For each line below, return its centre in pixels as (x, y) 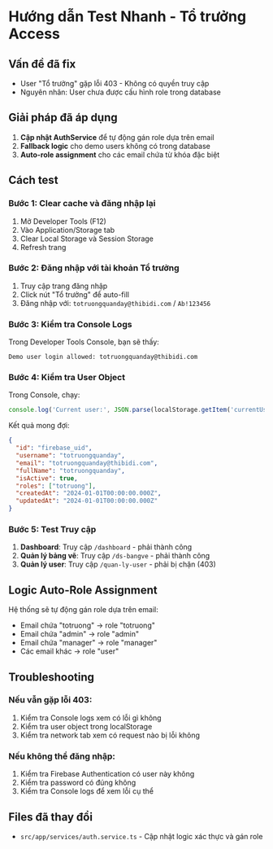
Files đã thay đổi (51, 817)
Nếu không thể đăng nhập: (62, 756)
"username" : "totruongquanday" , (71, 456)
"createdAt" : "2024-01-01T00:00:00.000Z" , (89, 493)
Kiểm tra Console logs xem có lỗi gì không (91, 718)
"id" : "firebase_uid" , (54, 448)
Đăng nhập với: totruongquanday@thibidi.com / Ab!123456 (115, 303)
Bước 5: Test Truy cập (52, 529)
